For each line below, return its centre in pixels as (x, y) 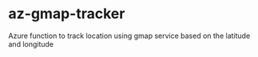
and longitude (31, 44)
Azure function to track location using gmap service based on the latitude (129, 36)
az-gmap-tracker (67, 14)
